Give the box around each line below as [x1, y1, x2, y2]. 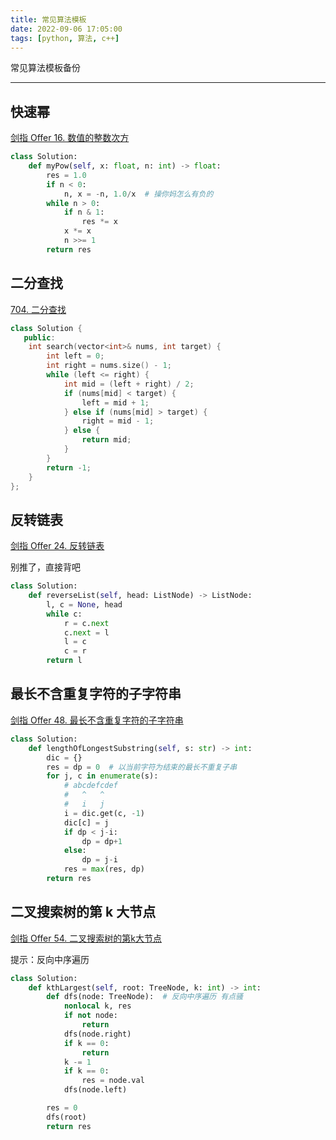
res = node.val [81, 1076, 145, 1086]
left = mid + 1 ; [81, 397, 150, 408]
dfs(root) [46, 1112, 87, 1122]
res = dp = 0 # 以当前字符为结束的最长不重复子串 [46, 762, 238, 772]
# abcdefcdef [63, 781, 118, 791]
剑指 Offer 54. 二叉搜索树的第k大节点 [10, 932, 162, 944]
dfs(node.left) [63, 1085, 128, 1095]
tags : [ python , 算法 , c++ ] [10, 33, 120, 43]
